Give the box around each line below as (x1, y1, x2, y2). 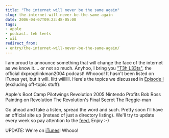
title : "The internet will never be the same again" (5, 7, 120, 13)
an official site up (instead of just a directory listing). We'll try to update (5, 112, 155, 118)
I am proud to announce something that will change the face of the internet (5, 59, 163, 65)
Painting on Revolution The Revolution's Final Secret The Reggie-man (5, 97, 152, 103)
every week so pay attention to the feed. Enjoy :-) (5, 117, 109, 123)
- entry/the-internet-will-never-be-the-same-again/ (5, 45, 120, 51)
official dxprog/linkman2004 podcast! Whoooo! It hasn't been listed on (5, 70, 154, 77)
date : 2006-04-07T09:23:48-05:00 (5, 17, 77, 22)
